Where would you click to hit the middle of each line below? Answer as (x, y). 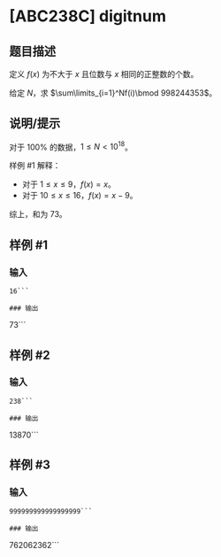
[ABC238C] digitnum (88, 16)
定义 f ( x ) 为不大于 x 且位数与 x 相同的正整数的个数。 (104, 74)
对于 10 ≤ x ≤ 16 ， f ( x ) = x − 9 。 (80, 196)
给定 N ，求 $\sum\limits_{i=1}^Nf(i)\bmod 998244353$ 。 (113, 93)
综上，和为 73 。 (38, 214)
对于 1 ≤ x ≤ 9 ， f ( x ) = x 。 (69, 184)
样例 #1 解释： (35, 166)
